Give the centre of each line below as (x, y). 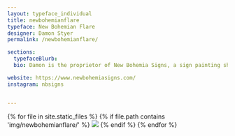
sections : (22, 52)
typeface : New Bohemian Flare (51, 27)
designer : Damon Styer (40, 33)
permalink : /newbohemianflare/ (53, 40)
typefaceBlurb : (36, 59)
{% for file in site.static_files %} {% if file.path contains (86, 116)
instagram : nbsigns (36, 84)
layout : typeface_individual (50, 14)
